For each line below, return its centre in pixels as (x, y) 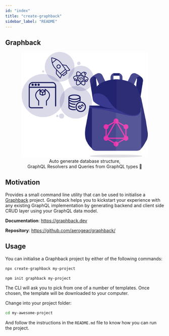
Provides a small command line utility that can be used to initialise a (75, 195)
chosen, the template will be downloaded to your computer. (67, 293)
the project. (17, 328)
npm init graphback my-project (38, 278)
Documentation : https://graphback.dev (46, 220)
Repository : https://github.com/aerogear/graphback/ (61, 230)
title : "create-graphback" (34, 16)
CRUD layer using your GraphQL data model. (52, 211)
